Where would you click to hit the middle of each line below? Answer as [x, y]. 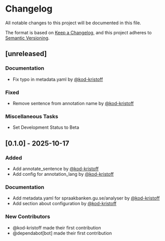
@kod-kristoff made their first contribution [57, 227]
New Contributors [28, 217]
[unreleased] [26, 54]
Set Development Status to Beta [46, 127]
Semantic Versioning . [27, 38]
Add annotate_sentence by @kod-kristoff [55, 168]
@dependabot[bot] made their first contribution [62, 233]
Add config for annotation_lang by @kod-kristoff [63, 174]
